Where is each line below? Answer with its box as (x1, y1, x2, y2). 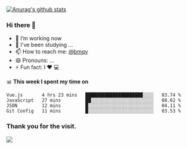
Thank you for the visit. (6, 122, 77, 131)
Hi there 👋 (6, 21, 37, 29)
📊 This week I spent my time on (6, 78, 89, 85)
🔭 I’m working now (15, 35, 62, 42)
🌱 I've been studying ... (15, 41, 73, 49)
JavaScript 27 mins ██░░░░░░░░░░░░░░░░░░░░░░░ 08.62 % (6, 97, 182, 103)
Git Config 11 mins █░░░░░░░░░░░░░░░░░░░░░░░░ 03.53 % (6, 108, 182, 114)
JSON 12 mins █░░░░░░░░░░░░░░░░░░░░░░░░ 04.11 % (6, 103, 182, 109)
